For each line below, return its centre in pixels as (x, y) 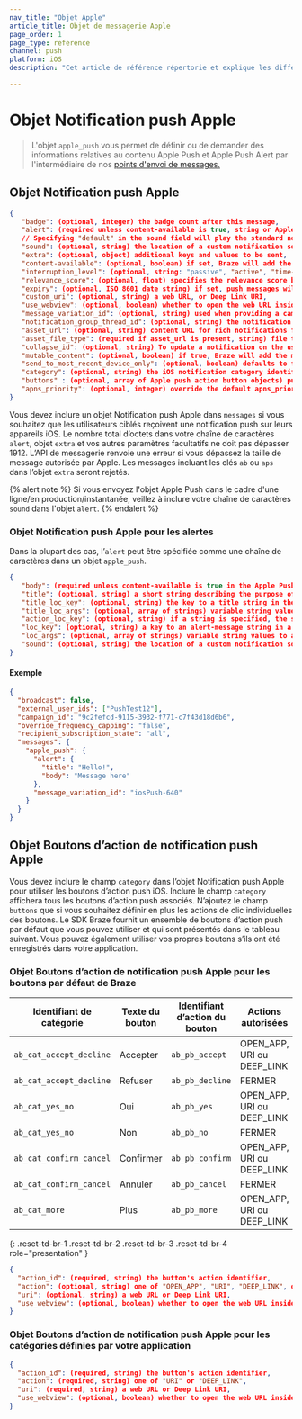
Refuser (136, 1081)
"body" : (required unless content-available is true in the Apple (148, 586)
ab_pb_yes (192, 1107)
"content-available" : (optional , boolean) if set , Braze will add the (156, 263)
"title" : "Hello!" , (78, 767)
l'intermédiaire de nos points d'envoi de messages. (126, 164)
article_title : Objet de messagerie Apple (90, 26)
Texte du (141, 1011)
